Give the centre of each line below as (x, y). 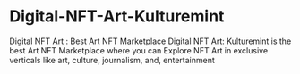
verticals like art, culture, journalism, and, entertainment (112, 60)
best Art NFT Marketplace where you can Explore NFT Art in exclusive (139, 50)
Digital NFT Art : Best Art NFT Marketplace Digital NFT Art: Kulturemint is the (150, 41)
